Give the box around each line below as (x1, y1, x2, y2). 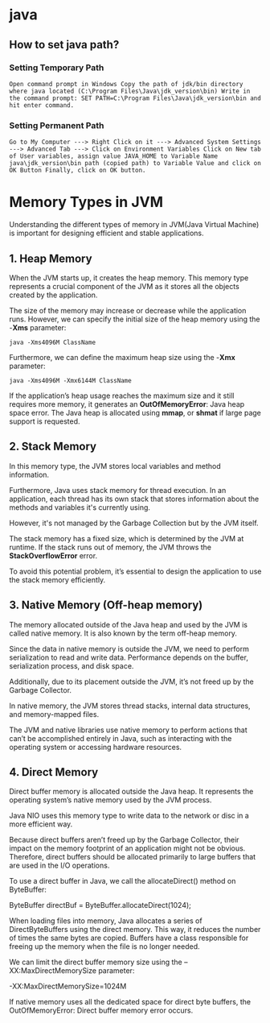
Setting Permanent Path (9, 119, 104, 130)
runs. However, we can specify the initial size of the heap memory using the (9, 314, 260, 324)
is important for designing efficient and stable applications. (9, 228, 204, 238)
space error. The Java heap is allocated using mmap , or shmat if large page (9, 408, 262, 417)
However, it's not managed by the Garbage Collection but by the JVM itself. (9, 518, 260, 528)
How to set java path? (9, 38, 120, 52)
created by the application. (9, 290, 98, 300)
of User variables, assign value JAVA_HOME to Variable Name (9, 152, 219, 160)
